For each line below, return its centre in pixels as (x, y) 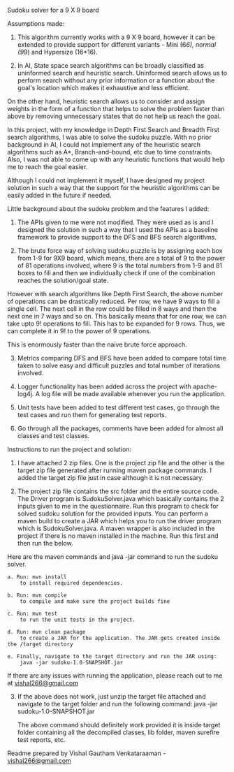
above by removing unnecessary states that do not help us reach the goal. (114, 116)
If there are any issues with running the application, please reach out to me (115, 676)
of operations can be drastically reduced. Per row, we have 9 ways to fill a (114, 301)
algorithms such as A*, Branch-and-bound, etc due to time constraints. (110, 152)
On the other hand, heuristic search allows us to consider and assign (106, 101)
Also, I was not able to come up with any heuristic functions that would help (116, 159)
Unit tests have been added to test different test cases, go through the (118, 407)
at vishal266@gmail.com (43, 683)
